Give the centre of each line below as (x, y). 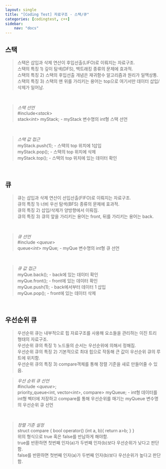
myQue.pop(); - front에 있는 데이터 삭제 (56, 293)
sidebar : (14, 24)
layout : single (21, 10)
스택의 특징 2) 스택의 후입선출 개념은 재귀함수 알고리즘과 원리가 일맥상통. (88, 75)
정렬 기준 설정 (31, 425)
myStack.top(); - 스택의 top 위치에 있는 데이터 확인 (67, 158)
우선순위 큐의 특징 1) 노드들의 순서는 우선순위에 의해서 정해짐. (77, 345)
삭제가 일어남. (31, 87)
